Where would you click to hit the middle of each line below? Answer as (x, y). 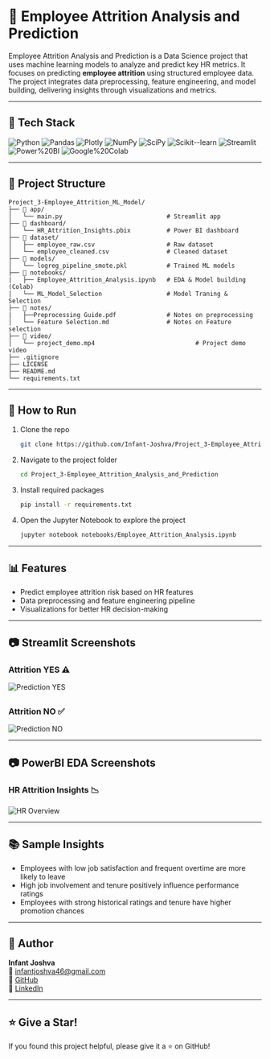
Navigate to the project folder (69, 460)
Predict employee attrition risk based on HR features (106, 591)
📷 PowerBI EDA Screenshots (82, 762)
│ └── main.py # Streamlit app (115, 216)
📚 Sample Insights (56, 845)
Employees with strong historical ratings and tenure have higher (125, 902)
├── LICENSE (28, 364)
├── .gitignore (34, 357)
